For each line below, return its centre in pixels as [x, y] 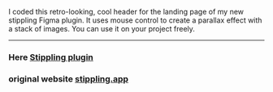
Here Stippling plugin [51, 57]
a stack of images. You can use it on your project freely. [102, 29]
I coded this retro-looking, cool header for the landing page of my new [126, 12]
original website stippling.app [68, 78]
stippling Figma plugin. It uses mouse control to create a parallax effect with [135, 20]
